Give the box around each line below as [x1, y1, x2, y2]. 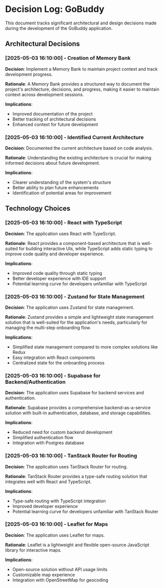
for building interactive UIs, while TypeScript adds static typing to [19, 245, 153, 251]
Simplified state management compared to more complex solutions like [12, 344, 158, 350]
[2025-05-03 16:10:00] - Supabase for [5, 372, 101, 379]
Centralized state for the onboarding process [12, 359, 105, 365]
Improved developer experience [12, 503, 78, 509]
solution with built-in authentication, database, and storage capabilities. [5, 410, 152, 416]
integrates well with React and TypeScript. [5, 478, 92, 484]
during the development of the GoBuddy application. [5, 25, 113, 31]
